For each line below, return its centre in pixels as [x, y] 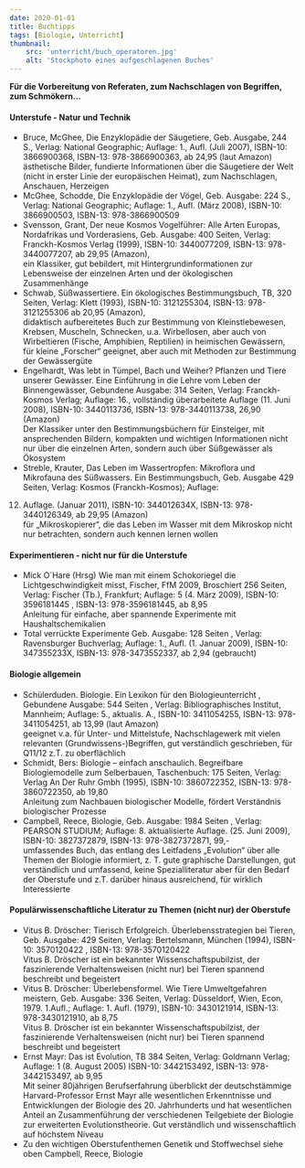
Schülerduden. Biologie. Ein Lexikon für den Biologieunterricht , [142, 694]
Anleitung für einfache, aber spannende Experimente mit [129, 615]
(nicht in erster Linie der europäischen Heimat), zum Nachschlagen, [150, 177]
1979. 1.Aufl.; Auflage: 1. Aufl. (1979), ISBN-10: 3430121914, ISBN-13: [151, 1008]
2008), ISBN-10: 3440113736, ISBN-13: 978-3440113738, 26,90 [142, 410]
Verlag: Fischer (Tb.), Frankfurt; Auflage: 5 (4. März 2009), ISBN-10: [151, 595]
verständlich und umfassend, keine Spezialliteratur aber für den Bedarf [156, 869]
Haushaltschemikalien [64, 624]
